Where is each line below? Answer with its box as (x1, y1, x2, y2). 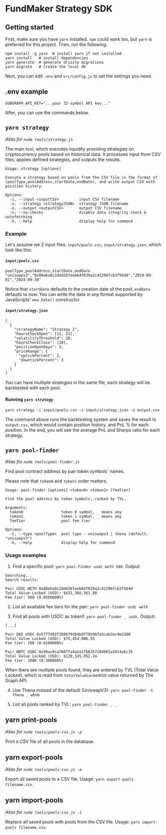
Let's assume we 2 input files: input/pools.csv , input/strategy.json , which (5, 241, 161, 248)
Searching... (5, 573, 32, 578)
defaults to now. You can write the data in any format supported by (5, 291, 143, 298)
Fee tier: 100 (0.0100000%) (5, 640, 64, 645)
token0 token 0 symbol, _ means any (9, 510, 122, 515)
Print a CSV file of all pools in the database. (5, 738, 95, 744)
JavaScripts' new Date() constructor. (5, 297, 81, 303)
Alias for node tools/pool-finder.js (5, 459, 80, 465)
